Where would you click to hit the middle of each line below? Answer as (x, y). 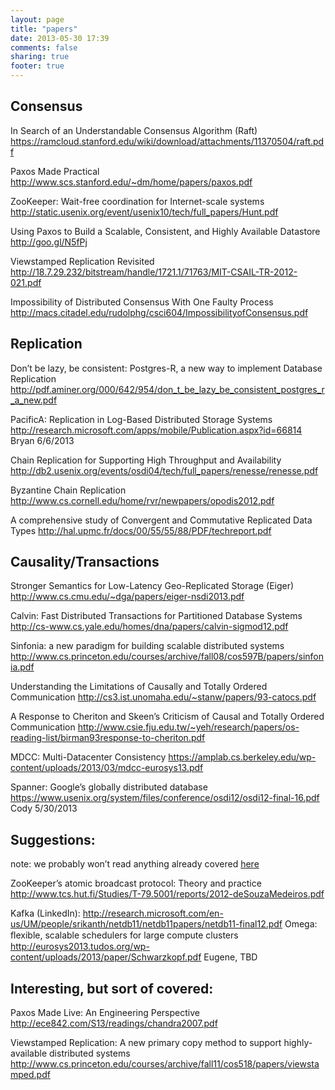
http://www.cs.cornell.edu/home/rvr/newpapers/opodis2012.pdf (142, 500)
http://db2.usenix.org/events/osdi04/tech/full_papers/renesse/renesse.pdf (164, 470)
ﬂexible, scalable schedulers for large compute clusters (124, 935)
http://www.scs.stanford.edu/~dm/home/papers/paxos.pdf (131, 182)
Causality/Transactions (85, 562)
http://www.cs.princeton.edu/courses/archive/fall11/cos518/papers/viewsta (165, 1064)
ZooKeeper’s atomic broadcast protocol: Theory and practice (136, 883)
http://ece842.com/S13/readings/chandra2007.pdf (114, 1023)
